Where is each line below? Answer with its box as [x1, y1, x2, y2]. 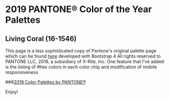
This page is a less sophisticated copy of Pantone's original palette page [5, 48, 157, 54]
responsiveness [5, 69, 38, 75]
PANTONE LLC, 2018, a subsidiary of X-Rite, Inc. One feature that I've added [5, 59, 164, 64]
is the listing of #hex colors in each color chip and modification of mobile [5, 64, 157, 70]
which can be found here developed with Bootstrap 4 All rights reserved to [5, 53, 161, 59]
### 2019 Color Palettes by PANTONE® [5, 79, 86, 85]
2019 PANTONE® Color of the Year [5, 4, 152, 15]
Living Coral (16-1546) [5, 34, 77, 43]
